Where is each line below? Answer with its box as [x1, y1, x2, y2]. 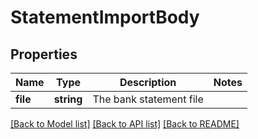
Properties [10, 46, 78, 63]
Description [119, 76, 177, 89]
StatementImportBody [10, 6, 200, 29]
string [53, 92, 83, 106]
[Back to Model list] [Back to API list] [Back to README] [10, 118, 240, 130]
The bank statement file [92, 92, 204, 106]
